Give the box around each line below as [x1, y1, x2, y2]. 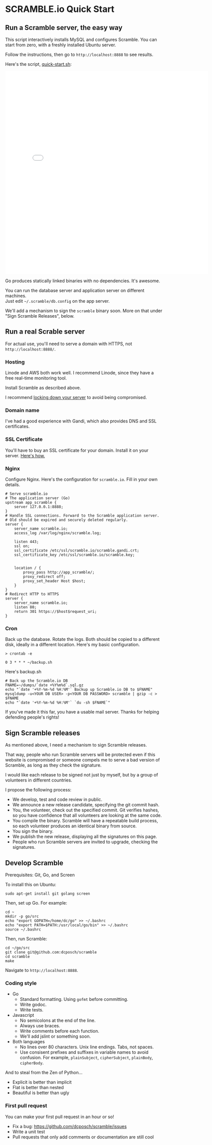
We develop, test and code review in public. [12, 796, 103, 802]
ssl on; [14, 544, 30, 549]
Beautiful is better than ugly [12, 1090, 70, 1096]
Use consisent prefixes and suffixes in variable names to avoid [19, 1049, 149, 1055]
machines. [5, 293, 26, 299]
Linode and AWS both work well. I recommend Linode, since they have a [5, 370, 154, 376]
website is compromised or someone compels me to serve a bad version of [5, 757, 160, 763]
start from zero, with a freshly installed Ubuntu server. [5, 42, 116, 48]
